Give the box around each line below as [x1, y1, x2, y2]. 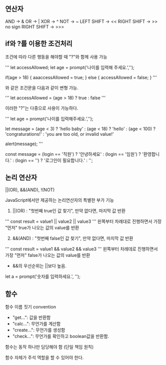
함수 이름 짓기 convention [5, 304, 56, 310]
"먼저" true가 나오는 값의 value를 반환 [5, 225, 79, 231]
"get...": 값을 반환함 [12, 314, 51, 320]
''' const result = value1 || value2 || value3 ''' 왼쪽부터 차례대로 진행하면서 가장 [5, 218, 162, 224]
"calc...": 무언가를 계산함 [12, 321, 61, 327]
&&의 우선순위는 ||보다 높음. [12, 263, 66, 269]
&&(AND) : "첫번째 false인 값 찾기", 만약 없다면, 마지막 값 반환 [12, 235, 133, 241]
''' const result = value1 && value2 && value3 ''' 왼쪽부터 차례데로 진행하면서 [5, 246, 158, 252]
